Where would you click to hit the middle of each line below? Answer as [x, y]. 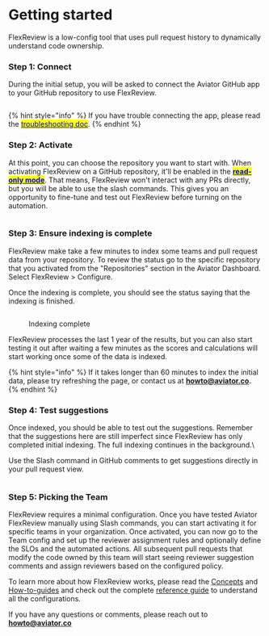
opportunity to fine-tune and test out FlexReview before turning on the [125, 197]
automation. [28, 205]
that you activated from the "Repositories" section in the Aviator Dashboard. [134, 268]
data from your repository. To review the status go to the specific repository [134, 259]
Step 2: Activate [40, 145]
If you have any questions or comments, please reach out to [108, 614]
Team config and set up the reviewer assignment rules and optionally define [135, 540]
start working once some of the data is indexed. [88, 356]
